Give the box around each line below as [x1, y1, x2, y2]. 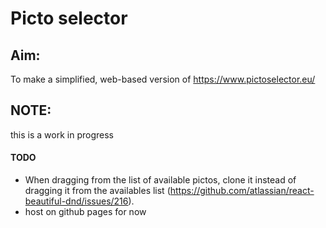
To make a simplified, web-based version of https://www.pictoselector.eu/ [10, 73, 316, 85]
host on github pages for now [24, 206, 147, 218]
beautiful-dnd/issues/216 [24, 195, 129, 207]
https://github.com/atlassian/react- [169, 185, 315, 197]
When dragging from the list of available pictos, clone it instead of [24, 174, 297, 186]
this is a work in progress [10, 128, 114, 141]
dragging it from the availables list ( [24, 185, 171, 197]
